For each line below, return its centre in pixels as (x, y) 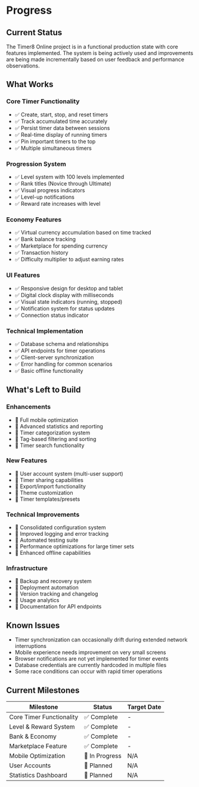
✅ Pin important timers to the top (55, 141)
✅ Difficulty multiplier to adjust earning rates (69, 260)
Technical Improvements (43, 514)
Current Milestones (43, 690)
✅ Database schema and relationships (62, 344)
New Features (27, 461)
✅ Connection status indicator (52, 315)
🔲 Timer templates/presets (47, 499)
